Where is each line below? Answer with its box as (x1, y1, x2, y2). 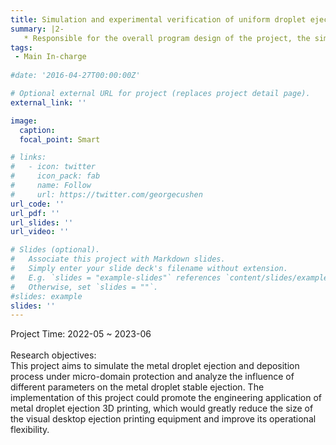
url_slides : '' (10, 217, 74, 228)
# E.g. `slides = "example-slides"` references (10, 272, 222, 283)
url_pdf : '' (10, 208, 60, 218)
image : (10, 116, 38, 126)
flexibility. (10, 424, 50, 436)
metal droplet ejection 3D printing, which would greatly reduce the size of (10, 402, 314, 415)
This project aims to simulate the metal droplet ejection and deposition (10, 360, 300, 372)
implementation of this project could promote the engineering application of (10, 392, 322, 404)
